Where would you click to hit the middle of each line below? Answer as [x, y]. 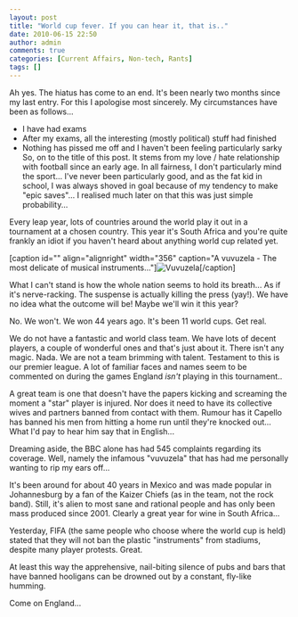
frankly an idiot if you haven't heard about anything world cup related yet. [144, 241]
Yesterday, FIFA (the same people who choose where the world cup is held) [148, 531]
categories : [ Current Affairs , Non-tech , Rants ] [101, 59]
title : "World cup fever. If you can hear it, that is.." [119, 26]
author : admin [36, 42]
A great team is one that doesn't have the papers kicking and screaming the [148, 393]
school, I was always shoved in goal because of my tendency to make [150, 185]
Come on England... [45, 603]
